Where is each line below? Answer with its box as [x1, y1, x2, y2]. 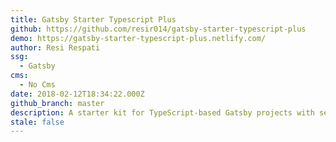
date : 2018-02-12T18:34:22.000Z [10, 89, 145, 99]
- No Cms [19, 80, 56, 90]
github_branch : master [10, 98, 105, 108]
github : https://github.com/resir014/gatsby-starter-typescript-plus [10, 24, 307, 34]
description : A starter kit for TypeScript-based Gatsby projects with [10, 107, 315, 118]
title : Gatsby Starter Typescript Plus [10, 14, 177, 25]
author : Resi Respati [10, 42, 101, 53]
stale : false [10, 117, 65, 127]
